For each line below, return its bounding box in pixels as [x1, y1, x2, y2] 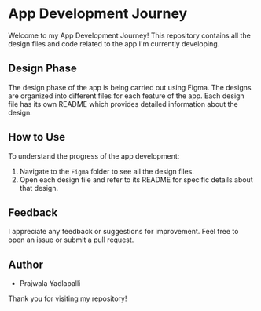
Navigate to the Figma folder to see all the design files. [19, 166, 195, 176]
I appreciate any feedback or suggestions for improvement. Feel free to [8, 227, 239, 236]
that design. [19, 183, 59, 192]
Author [8, 258, 43, 271]
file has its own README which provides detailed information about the [8, 99, 238, 108]
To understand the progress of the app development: [8, 151, 180, 161]
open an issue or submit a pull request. [8, 235, 134, 244]
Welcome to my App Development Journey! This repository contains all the [8, 31, 252, 40]
